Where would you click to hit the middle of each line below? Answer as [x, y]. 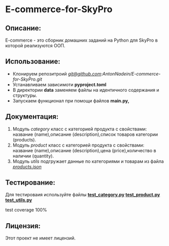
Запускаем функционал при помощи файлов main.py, [71, 100]
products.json [27, 166]
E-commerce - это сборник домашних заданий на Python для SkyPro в [82, 40]
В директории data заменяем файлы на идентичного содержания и [86, 90]
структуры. [25, 95]
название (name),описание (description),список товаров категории [85, 134]
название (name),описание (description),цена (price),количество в [84, 150]
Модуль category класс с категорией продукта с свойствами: [80, 129]
